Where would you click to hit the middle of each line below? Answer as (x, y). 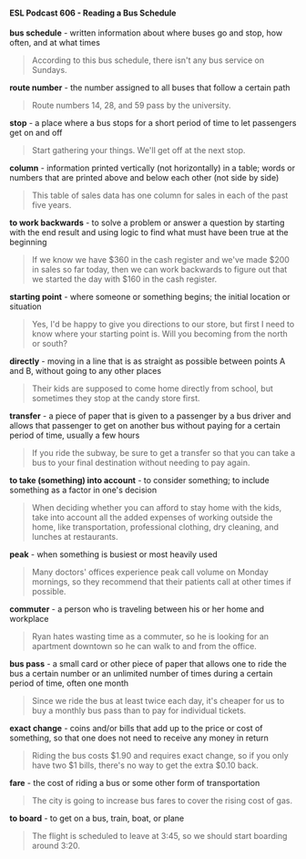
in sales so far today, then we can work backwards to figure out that (159, 270)
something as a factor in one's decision (83, 490)
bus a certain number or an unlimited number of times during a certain (141, 674)
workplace (29, 619)
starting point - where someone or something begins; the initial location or (150, 297)
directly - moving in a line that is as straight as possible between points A (148, 361)
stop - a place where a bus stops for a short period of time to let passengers (153, 123)
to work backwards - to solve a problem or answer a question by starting (147, 223)
